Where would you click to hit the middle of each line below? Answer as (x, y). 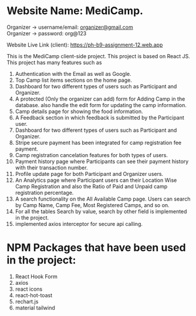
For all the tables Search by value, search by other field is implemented (101, 211)
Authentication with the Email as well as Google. (73, 74)
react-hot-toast (33, 295)
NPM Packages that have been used (97, 248)
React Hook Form (36, 276)
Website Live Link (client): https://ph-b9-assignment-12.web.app (85, 45)
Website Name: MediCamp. (75, 11)
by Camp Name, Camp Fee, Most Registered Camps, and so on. (92, 205)
